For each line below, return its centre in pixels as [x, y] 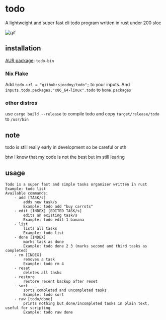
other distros [21, 103]
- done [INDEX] [30, 237]
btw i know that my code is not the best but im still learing [65, 157]
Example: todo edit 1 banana [54, 220]
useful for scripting [28, 308]
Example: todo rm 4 [44, 264]
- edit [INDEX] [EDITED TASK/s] [48, 211]
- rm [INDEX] [28, 255]
